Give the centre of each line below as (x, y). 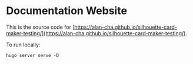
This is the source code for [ (40, 27)
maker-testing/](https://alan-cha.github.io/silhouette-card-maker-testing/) (96, 33)
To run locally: (23, 45)
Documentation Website (67, 11)
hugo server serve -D (33, 55)
